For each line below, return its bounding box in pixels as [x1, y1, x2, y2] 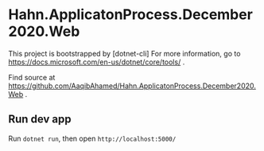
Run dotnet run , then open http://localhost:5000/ [8, 134, 177, 143]
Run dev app [8, 113, 72, 126]
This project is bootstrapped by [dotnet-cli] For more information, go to [8, 48, 241, 58]
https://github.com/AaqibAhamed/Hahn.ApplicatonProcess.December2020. [8, 81, 257, 91]
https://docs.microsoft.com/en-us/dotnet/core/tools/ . [8, 57, 185, 67]
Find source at [8, 72, 56, 82]
